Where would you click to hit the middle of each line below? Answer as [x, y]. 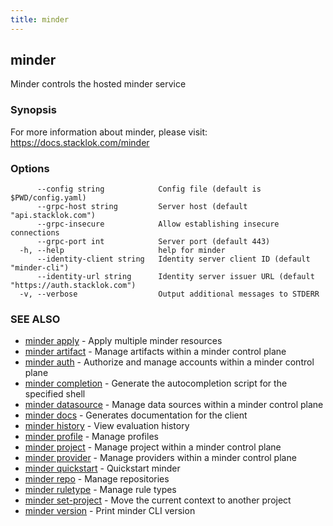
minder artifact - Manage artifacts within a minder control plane [155, 352]
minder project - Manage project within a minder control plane [153, 447]
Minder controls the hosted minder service [98, 84]
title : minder [40, 19]
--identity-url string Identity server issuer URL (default [175, 277]
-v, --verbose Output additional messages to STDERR [169, 294]
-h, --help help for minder [122, 251]
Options [30, 168]
